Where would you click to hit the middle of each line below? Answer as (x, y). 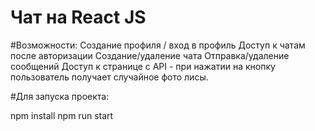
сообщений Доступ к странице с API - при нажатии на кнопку (143, 66)
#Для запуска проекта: (60, 96)
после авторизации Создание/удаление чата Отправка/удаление (150, 55)
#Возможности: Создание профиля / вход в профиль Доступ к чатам (158, 45)
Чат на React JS (78, 17)
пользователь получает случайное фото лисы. (109, 77)
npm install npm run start (62, 115)
